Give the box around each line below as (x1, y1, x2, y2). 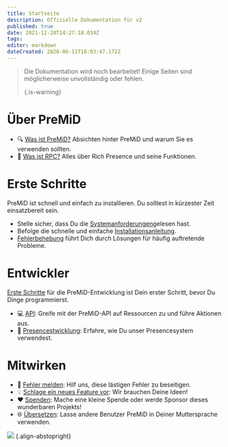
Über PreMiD (7, 112, 81, 128)
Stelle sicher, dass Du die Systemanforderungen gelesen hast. (16, 219, 191, 227)
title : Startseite (7, 10, 60, 17)
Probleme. (16, 241, 47, 249)
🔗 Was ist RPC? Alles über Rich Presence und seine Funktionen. (16, 152, 197, 160)
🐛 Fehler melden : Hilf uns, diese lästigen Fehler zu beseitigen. (16, 380, 192, 389)
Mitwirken (7, 358, 66, 373)
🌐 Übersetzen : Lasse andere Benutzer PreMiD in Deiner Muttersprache (16, 410, 218, 418)
